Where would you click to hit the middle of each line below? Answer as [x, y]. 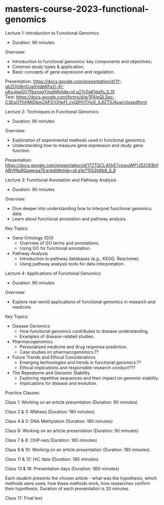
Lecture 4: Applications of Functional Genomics [53, 273]
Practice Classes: [23, 392]
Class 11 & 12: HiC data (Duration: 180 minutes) [52, 459]
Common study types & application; [48, 67]
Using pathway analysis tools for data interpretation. [72, 264]
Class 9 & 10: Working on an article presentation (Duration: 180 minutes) [78, 450]
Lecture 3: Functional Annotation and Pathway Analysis [61, 180]
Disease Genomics [31, 326]
